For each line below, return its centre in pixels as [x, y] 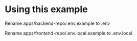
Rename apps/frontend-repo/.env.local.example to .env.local [68, 33]
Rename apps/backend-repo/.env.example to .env [58, 23]
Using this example [46, 9]
